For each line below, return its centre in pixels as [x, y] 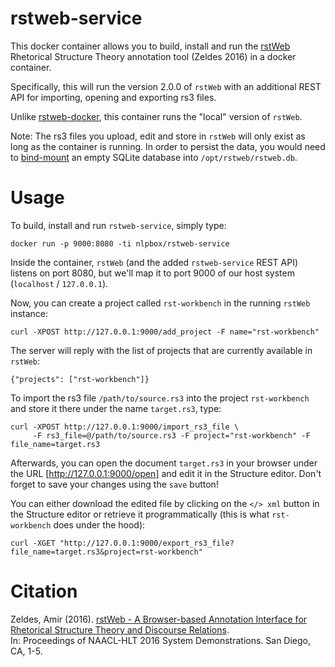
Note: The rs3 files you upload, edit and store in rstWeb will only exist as [158, 136]
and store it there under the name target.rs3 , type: [116, 408]
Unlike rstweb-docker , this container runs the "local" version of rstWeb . [156, 116]
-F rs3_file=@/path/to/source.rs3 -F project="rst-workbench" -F [171, 435]
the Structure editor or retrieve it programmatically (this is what [140, 514]
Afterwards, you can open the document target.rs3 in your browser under [164, 463]
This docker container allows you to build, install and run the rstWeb [150, 46]
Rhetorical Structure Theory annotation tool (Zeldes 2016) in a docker [153, 56]
